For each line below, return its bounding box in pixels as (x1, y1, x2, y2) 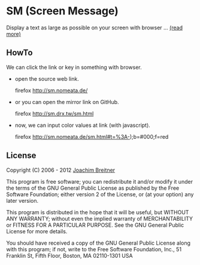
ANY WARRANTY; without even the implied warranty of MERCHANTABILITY (6, 215, 193, 222)
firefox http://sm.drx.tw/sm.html (14, 109, 94, 117)
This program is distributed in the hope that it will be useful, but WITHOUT (6, 208, 189, 216)
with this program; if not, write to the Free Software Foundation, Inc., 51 (6, 245, 181, 252)
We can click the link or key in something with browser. (6, 63, 142, 71)
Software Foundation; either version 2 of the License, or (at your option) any (6, 190, 194, 198)
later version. (6, 197, 39, 204)
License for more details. (6, 227, 68, 234)
